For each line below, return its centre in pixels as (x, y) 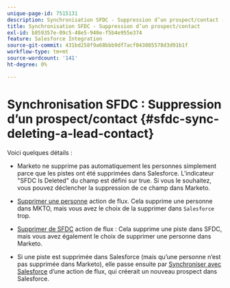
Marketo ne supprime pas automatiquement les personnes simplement (117, 166)
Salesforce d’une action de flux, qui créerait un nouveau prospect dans (117, 271)
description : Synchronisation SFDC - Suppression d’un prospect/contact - (116, 20)
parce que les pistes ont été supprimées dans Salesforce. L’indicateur (115, 173)
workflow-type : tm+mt (38, 52)
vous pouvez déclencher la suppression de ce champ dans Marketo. (114, 188)
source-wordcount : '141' (42, 58)
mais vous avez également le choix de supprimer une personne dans (114, 236)
